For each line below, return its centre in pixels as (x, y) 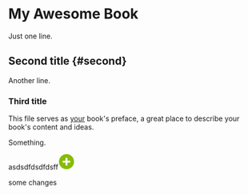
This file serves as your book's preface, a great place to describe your (124, 119)
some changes (33, 183)
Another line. (29, 80)
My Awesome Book (73, 14)
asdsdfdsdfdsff (33, 167)
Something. (27, 143)
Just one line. (31, 36)
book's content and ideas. (51, 127)
